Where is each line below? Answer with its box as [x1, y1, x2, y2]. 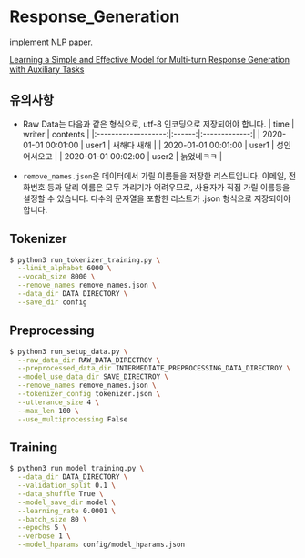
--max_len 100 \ [17, 406, 79, 415]
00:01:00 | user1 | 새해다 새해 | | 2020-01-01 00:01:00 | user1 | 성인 [45, 139, 291, 150]
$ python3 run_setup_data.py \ [9, 347, 128, 356]
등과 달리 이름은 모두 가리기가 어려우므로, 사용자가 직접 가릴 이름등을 [46, 181, 290, 192]
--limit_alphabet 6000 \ [17, 264, 112, 273]
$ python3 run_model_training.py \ [9, 464, 145, 473]
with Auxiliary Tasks [9, 64, 85, 75]
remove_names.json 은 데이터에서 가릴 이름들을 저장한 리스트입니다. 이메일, [22, 170, 287, 181]
